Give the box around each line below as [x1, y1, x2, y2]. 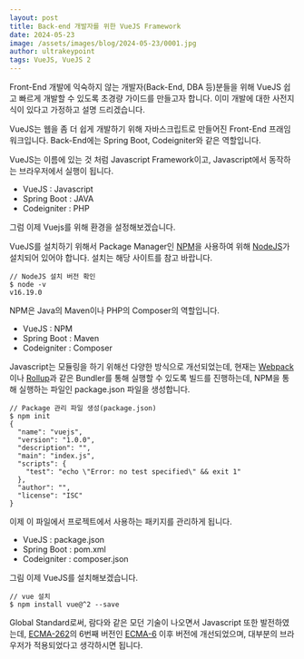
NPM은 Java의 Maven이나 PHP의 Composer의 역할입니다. [9, 305, 221, 316]
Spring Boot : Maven [22, 333, 100, 343]
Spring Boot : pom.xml [22, 544, 106, 555]
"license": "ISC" [17, 491, 83, 500]
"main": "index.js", [17, 451, 95, 460]
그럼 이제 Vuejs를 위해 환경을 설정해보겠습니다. [9, 221, 176, 232]
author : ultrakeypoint [9, 47, 95, 56]
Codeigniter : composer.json [22, 554, 129, 564]
